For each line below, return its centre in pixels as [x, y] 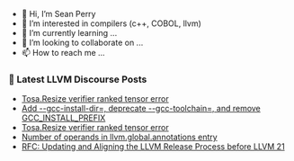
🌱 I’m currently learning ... [69, 33]
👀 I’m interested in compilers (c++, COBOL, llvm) [111, 23]
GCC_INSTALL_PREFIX [63, 118]
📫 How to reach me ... [63, 53]
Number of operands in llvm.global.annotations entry [119, 137]
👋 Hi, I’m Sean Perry [58, 14]
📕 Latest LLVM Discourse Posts [78, 79]
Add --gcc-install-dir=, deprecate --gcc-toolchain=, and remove [141, 109]
